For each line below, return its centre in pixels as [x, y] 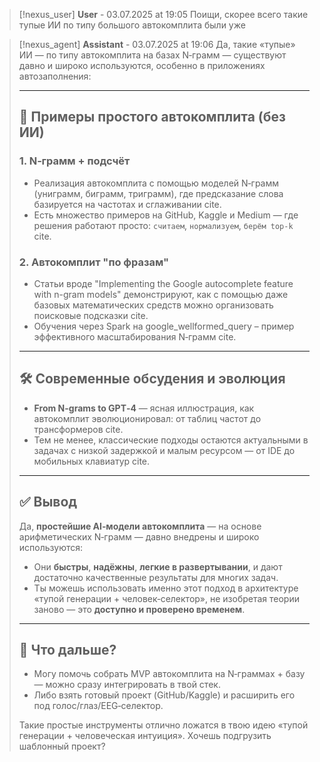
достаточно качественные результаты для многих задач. [156, 577]
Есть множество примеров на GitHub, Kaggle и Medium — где [166, 215]
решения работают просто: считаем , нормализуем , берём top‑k [163, 225]
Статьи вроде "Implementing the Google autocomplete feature [163, 283]
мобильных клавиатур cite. [92, 461]
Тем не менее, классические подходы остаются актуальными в [171, 440]
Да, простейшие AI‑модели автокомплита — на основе [140, 526]
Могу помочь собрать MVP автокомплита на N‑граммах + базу [169, 674]
